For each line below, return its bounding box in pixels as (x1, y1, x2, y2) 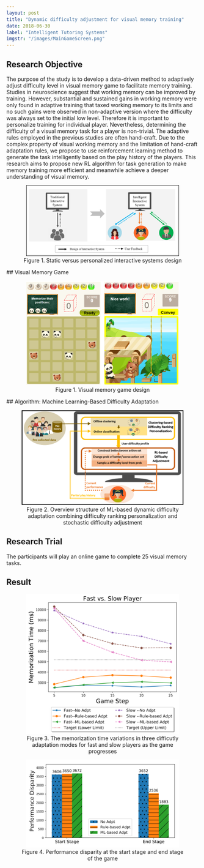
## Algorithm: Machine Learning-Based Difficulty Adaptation (6, 398, 159, 405)
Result (6, 577, 32, 588)
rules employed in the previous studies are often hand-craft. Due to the (6, 133, 185, 141)
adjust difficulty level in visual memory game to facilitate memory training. (6, 81, 192, 89)
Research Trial (6, 536, 63, 547)
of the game (87, 855, 118, 862)
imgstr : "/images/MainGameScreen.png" (6, 36, 105, 42)
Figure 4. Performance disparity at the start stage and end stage (21, 848, 184, 855)
